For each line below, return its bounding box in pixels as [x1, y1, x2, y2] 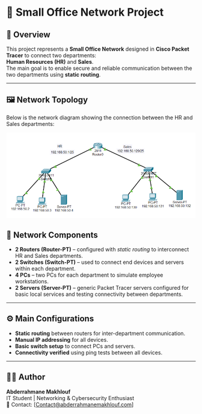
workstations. [14, 277, 49, 285]
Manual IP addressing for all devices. [14, 336, 108, 343]
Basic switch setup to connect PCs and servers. [14, 342, 135, 350]
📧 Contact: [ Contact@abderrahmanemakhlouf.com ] [6, 401, 134, 408]
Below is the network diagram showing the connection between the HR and [6, 114, 193, 121]
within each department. [14, 265, 76, 272]
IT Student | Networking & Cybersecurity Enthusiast [6, 394, 134, 401]
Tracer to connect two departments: [6, 52, 97, 59]
